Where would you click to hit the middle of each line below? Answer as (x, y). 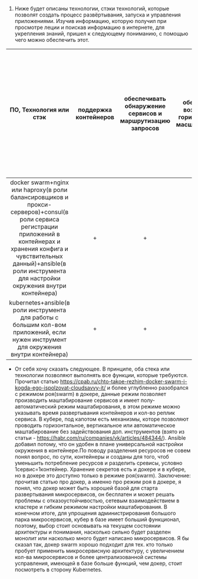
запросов (145, 128)
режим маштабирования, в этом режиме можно (119, 406)
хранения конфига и (40, 249)
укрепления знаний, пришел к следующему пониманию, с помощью (101, 34)
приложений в (39, 234)
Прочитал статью (37, 381)
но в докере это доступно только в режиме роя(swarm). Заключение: (103, 475)
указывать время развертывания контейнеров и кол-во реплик (95, 413)
